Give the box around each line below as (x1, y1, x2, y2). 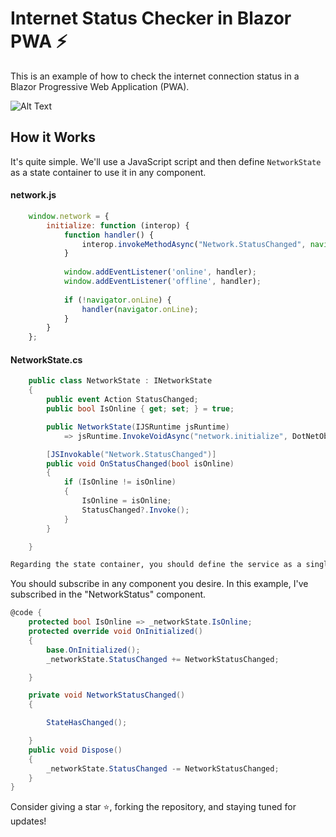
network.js (10, 189, 57, 201)
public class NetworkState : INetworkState (28, 376, 213, 386)
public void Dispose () (28, 745, 123, 755)
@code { (10, 608, 43, 618)
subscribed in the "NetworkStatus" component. (10, 588, 207, 601)
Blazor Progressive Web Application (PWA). (10, 80, 190, 92)
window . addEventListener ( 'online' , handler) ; (63, 267, 257, 277)
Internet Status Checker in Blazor (10, 7, 292, 30)
